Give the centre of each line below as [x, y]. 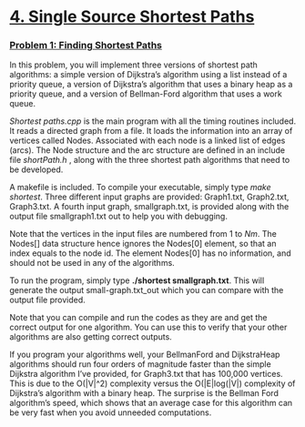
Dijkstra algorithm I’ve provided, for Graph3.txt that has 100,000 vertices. [147, 374]
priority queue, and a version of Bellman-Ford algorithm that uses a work [146, 94]
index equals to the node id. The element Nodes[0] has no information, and [150, 253]
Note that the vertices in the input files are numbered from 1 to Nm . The [143, 234]
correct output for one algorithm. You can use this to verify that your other [148, 327]
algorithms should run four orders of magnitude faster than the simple [140, 364]
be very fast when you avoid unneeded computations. [111, 412]
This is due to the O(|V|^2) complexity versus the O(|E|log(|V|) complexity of [152, 383]
